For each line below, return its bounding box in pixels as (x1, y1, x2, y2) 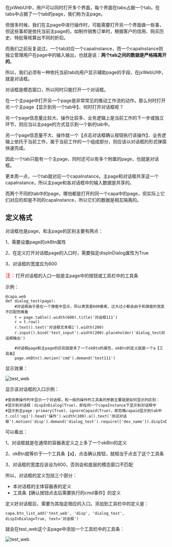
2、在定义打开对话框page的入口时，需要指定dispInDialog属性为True (5, 249, 149, 256)
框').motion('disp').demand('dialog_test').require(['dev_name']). (5, 419, 152, 424)
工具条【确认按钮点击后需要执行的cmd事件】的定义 (12, 490, 121, 496)
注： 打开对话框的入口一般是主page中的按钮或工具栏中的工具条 (5, 271, 139, 279)
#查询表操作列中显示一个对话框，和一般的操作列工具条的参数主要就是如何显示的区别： (5, 397, 160, 402)
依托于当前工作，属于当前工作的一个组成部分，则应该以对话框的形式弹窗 (14, 139, 167, 145)
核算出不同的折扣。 (27, 35, 68, 41)
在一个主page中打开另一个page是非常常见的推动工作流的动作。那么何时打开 (5, 97, 166, 104)
